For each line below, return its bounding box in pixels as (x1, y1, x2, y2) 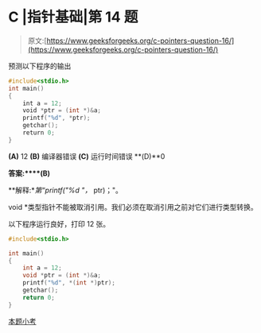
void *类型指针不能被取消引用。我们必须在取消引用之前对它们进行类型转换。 (8, 202, 258, 211)
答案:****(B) (8, 168, 50, 178)
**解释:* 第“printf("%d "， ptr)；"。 (8, 185, 123, 195)
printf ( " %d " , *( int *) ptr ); (22, 279, 115, 287)
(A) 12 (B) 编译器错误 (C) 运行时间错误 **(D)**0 (8, 151, 166, 161)
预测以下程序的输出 (8, 61, 72, 71)
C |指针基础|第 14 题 (8, 8, 138, 26)
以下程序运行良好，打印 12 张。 (8, 219, 111, 228)
